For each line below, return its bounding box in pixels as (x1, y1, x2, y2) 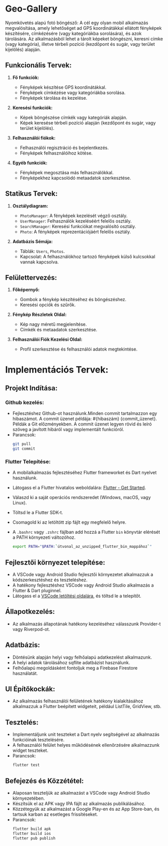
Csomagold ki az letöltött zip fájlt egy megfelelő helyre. (12, 519, 127, 525)
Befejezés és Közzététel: (5, 777, 84, 785)
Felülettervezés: (5, 273, 57, 282)
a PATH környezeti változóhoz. (12, 534, 76, 540)
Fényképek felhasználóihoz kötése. (20, 150, 93, 156)
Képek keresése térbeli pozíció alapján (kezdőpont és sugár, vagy (20, 119, 156, 126)
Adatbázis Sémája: (12, 238, 53, 244)
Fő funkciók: (12, 74, 39, 81)
